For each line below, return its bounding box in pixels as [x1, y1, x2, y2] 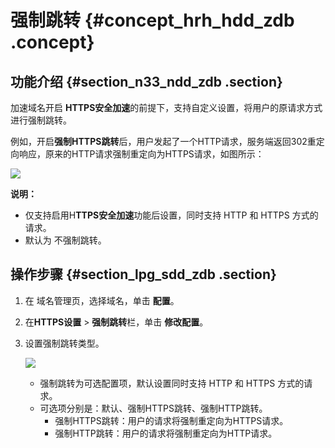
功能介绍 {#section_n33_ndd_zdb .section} [10, 73, 283, 90]
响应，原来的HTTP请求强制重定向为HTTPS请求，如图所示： [18, 148, 265, 160]
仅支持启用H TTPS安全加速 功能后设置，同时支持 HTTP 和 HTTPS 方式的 [24, 209, 319, 221]
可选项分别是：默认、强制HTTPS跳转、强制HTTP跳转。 [39, 402, 268, 414]
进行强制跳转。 [10, 114, 72, 126]
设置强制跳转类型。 [24, 337, 105, 349]
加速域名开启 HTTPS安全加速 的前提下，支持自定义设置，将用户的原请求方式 [10, 102, 323, 113]
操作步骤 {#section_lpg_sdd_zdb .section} [10, 266, 277, 283]
